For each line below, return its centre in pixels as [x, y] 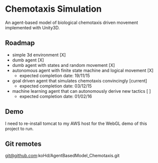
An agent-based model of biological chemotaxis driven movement [72, 22]
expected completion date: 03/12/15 [56, 86]
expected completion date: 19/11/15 [55, 75]
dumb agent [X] [28, 60]
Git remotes [23, 144]
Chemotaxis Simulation [53, 9]
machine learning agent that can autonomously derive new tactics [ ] [81, 91]
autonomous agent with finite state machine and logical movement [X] [83, 70]
